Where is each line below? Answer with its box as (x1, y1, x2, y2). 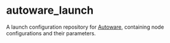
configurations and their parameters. (6, 29, 96, 36)
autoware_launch (6, 4, 94, 17)
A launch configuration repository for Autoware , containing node (6, 23, 165, 30)
